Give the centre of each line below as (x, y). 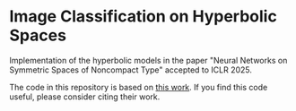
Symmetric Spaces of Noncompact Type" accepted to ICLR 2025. (131, 70)
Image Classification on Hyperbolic (144, 17)
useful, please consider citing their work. (85, 97)
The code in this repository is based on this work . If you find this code (139, 87)
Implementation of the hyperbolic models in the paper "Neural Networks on (148, 60)
